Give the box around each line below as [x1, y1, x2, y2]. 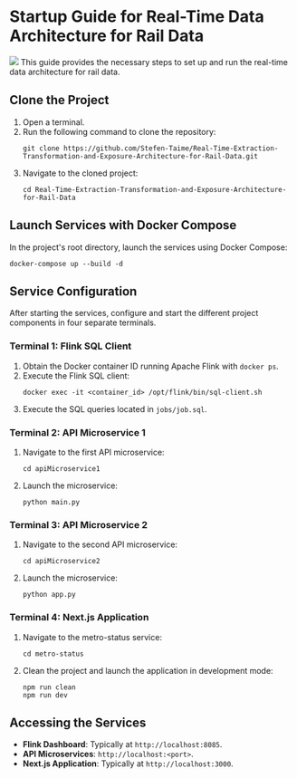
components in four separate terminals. [9, 317, 157, 328]
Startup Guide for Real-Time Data [9, 6, 264, 27]
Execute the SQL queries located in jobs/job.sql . [22, 403, 207, 414]
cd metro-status [22, 649, 84, 658]
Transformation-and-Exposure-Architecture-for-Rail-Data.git [22, 151, 259, 160]
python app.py [22, 591, 76, 600]
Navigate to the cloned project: [22, 168, 139, 178]
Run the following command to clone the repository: [22, 126, 216, 137]
